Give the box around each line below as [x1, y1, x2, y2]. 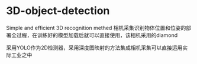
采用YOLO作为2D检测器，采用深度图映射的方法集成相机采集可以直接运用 [6, 44, 183, 51]
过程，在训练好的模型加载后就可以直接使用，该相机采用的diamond [16, 31, 178, 39]
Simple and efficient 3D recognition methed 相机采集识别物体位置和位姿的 [6, 24, 186, 31]
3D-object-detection [6, 4, 110, 18]
